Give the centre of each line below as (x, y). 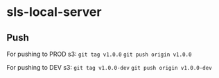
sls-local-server (54, 12)
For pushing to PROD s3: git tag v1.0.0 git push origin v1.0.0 (99, 54)
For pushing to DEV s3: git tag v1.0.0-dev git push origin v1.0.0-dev (109, 67)
